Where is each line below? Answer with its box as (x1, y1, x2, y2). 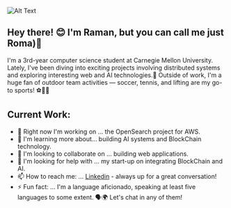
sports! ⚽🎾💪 (14, 86, 50, 94)
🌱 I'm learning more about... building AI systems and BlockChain (17, 134, 202, 143)
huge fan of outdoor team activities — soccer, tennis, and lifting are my (7, 78, 211, 86)
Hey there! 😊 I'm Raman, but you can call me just (7, 26, 224, 38)
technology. (17, 142, 52, 150)
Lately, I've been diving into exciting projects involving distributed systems (7, 63, 221, 72)
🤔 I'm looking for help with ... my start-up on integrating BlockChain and (17, 157, 223, 165)
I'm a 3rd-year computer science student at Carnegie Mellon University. (7, 56, 214, 64)
